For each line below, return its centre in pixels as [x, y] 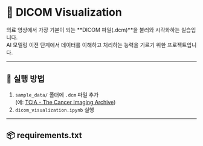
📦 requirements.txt [44, 135]
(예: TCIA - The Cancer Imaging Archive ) [65, 102]
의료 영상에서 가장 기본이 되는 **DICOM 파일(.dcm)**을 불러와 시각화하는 [93, 30]
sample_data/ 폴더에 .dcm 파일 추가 [57, 94]
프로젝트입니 [182, 45]
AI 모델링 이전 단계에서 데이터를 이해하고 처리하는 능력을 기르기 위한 [86, 45]
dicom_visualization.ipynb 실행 [55, 109]
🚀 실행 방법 [26, 79]
